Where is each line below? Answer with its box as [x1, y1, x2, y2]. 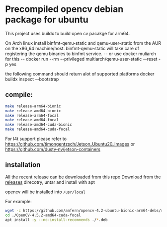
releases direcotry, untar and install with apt [5, 179, 95, 185]
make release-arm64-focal [5, 113, 59, 118]
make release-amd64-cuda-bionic [5, 122, 72, 127]
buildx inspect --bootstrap [5, 76, 59, 82]
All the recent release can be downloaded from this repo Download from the [5, 174, 161, 180]
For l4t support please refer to [5, 136, 67, 142]
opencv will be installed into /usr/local [5, 189, 86, 195]
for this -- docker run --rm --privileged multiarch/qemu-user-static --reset [5, 56, 158, 62]
